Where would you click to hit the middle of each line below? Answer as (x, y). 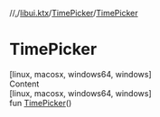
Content (24, 84)
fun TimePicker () (41, 103)
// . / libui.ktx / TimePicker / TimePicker (74, 13)
